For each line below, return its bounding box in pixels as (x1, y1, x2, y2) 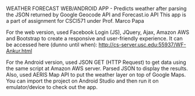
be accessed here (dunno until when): (6, 41, 97, 48)
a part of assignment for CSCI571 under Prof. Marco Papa (6, 18, 144, 24)
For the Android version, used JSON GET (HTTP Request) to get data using (6, 59, 187, 66)
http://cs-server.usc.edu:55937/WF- (98, 41, 186, 48)
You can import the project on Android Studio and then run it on (6, 77, 159, 84)
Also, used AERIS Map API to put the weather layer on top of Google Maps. (6, 71, 186, 78)
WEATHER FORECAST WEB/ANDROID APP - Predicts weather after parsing (6, 5, 187, 12)
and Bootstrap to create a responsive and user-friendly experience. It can (6, 35, 183, 42)
